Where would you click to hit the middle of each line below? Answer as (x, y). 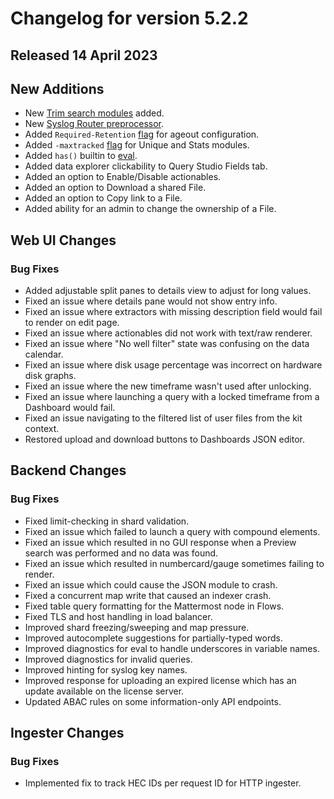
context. (42, 429)
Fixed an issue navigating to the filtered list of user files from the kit (163, 418)
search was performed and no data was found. (121, 553)
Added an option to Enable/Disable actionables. (123, 177)
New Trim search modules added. (94, 113)
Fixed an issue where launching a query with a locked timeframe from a (172, 397)
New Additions (57, 88)
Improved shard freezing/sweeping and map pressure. (137, 627)
